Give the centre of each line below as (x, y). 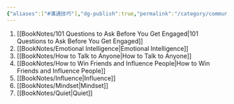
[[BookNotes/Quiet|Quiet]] (54, 93)
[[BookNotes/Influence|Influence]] (66, 78)
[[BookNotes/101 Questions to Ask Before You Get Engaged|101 (107, 34)
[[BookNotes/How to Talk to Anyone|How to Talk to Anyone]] (104, 56)
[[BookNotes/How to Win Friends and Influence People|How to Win (113, 63)
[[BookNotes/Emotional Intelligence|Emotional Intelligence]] (103, 48)
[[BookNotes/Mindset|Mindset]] (63, 85)
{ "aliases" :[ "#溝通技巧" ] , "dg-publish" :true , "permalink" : (91, 14)
